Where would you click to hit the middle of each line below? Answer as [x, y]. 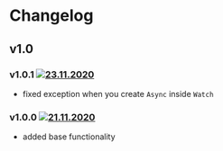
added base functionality [69, 137]
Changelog [51, 16]
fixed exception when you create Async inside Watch [118, 93]
